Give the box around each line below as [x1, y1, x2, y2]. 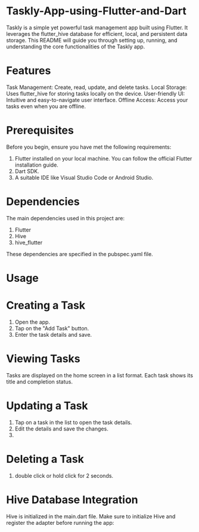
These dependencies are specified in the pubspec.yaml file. [6, 250, 153, 257]
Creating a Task [6, 299, 85, 312]
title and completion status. [6, 378, 73, 385]
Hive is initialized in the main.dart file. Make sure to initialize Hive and [6, 512, 176, 520]
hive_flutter [14, 239, 43, 246]
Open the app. [14, 318, 51, 325]
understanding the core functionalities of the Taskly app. [6, 43, 145, 50]
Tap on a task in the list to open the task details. [14, 419, 132, 426]
